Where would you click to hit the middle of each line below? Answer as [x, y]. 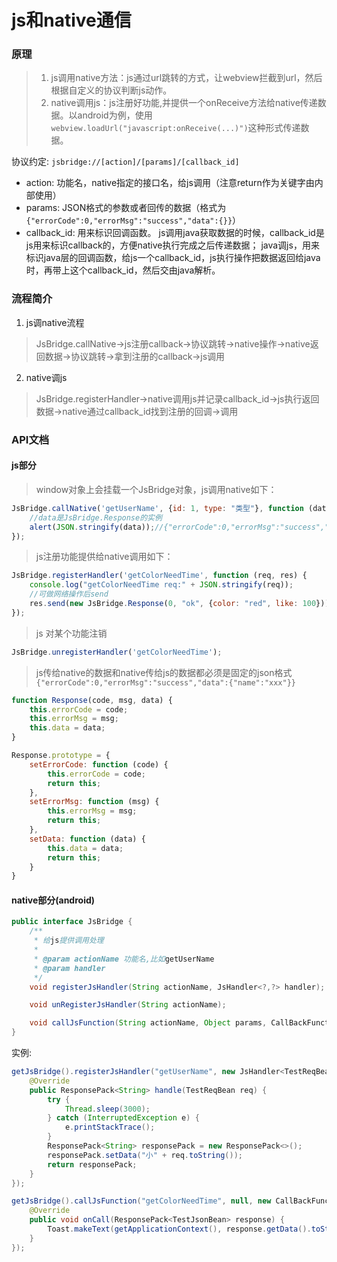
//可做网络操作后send [69, 594]
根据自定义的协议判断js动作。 [111, 90]
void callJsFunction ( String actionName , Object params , [148, 1023]
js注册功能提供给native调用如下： [104, 557]
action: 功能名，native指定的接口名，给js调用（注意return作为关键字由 [170, 183]
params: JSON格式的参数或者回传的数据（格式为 [126, 208]
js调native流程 [55, 322]
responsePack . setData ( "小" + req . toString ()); [145, 1155]
